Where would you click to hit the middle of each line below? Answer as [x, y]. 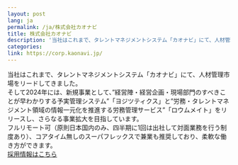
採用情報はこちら [32, 154]
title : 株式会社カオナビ [40, 34]
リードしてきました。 [51, 83]
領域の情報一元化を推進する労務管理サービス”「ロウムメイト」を [126, 110]
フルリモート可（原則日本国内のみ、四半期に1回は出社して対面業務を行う [114, 127]
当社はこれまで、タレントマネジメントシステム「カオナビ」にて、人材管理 [116, 74]
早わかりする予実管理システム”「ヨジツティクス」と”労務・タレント [118, 101]
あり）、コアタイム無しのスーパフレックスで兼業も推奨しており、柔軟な [117, 136]
